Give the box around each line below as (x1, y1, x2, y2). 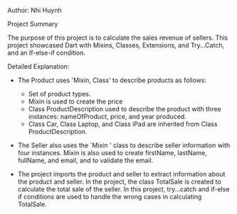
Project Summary (7, 20, 58, 28)
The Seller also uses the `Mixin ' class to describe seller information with (17, 141, 231, 150)
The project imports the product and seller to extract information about (17, 170, 226, 178)
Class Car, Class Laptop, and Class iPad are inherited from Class (28, 120, 218, 128)
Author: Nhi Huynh (7, 6, 62, 14)
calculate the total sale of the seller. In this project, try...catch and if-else (17, 185, 230, 193)
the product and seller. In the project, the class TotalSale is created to (17, 177, 222, 186)
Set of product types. (28, 90, 91, 98)
